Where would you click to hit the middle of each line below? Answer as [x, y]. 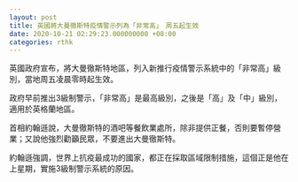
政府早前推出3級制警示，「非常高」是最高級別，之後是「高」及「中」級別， [145, 98]
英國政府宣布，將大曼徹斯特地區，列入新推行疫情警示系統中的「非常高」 [141, 68]
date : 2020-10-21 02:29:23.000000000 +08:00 [93, 34]
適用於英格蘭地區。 [44, 109]
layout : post [33, 17]
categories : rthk [41, 42]
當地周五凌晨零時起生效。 [71, 80]
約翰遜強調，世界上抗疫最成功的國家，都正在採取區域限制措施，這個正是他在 [149, 158]
